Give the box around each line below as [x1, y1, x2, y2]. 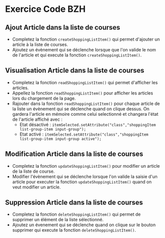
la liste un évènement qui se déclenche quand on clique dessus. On [12, 105, 150, 112]
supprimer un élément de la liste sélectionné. [12, 217, 104, 223]
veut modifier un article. [12, 184, 61, 190]
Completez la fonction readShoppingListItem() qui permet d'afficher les [12, 79, 158, 85]
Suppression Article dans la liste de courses [5, 198, 143, 207]
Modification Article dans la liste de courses [5, 150, 144, 158]
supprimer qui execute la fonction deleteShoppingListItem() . [12, 227, 136, 233]
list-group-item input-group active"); [19, 136, 102, 142]
